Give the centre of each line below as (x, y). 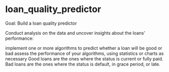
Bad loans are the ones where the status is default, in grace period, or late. (83, 64)
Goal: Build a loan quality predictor (41, 23)
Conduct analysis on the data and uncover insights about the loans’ (75, 33)
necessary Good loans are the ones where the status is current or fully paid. (84, 58)
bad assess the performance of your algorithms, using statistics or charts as (84, 53)
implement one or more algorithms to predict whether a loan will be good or (84, 48)
